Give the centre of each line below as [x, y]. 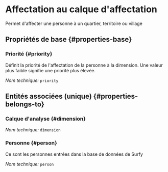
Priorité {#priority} [29, 54]
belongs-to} [25, 105]
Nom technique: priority [32, 80]
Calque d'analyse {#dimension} [45, 119]
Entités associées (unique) [49, 96]
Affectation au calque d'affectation [81, 9]
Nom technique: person [30, 164]
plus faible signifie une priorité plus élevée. [51, 70]
